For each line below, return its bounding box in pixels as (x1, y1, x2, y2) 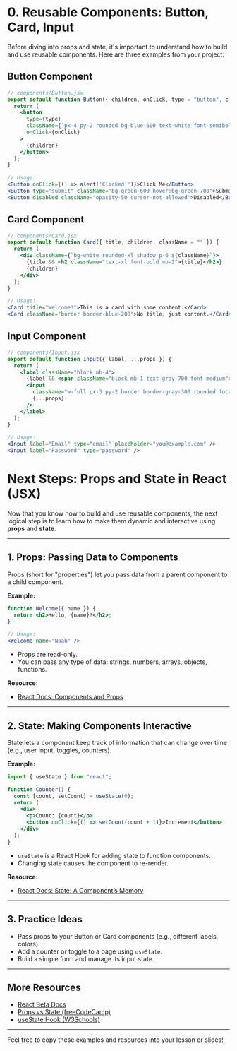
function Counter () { (7, 785, 71, 793)
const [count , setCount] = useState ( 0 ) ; (13, 792, 134, 800)
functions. (17, 665, 47, 674)
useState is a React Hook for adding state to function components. (17, 851, 212, 860)
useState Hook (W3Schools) (17, 1015, 100, 1024)
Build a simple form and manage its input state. (17, 954, 154, 963)
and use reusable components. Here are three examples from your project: (7, 50, 224, 59)
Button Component (7, 71, 93, 83)
